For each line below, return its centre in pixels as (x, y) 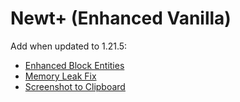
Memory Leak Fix (60, 76)
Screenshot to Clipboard (75, 86)
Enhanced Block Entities (74, 65)
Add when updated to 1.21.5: (69, 46)
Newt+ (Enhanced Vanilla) (121, 18)
